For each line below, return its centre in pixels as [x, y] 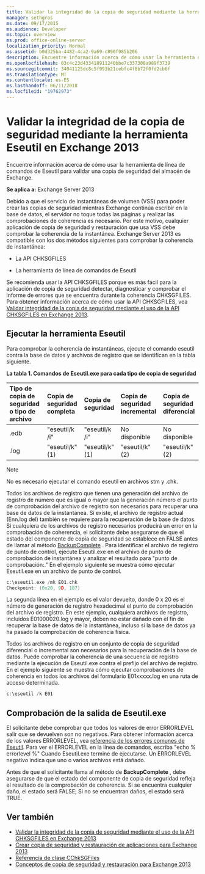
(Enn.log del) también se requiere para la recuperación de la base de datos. [101, 519]
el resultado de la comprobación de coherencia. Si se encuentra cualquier [99, 785]
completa [61, 411]
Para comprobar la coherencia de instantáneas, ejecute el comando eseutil [100, 348]
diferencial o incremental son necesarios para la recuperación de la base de [102, 650]
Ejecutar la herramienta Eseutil [66, 334]
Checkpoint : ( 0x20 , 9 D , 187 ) [43, 588]
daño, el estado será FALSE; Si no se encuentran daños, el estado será [95, 792]
